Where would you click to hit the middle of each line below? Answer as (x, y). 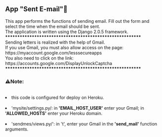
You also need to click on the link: (39, 58)
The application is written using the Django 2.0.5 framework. (67, 32)
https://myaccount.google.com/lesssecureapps (54, 53)
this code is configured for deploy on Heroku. (58, 98)
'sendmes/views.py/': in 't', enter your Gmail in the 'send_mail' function (84, 124)
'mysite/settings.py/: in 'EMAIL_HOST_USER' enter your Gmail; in (78, 108)
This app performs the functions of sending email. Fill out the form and (77, 21)
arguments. (17, 129)
